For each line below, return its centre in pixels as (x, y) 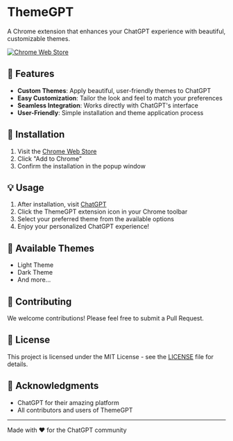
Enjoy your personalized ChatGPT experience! (83, 227)
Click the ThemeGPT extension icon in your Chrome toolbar (102, 211)
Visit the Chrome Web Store (57, 151)
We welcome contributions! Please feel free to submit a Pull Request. (106, 318)
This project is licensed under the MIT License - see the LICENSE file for (110, 356)
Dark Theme (35, 273)
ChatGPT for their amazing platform (68, 402)
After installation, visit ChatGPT (62, 205)
